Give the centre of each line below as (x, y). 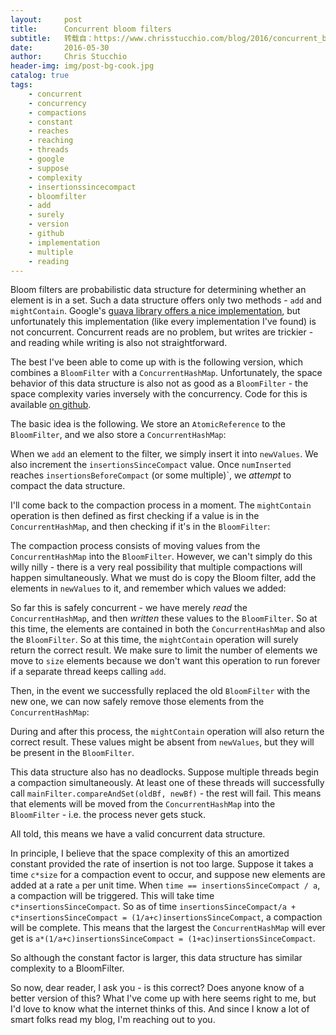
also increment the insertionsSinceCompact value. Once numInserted (151, 465)
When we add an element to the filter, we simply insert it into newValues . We (164, 454)
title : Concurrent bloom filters (91, 29)
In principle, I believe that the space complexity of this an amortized (150, 853)
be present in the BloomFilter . (72, 753)
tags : (21, 85)
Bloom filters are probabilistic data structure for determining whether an (158, 290)
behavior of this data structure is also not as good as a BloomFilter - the (159, 383)
